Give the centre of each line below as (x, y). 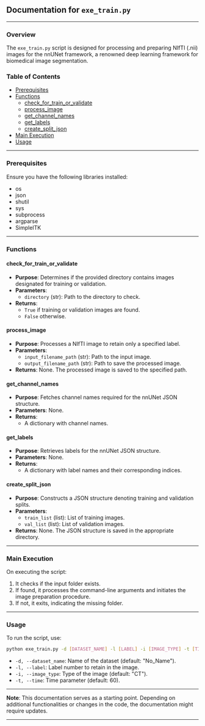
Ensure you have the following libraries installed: (67, 177)
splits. (23, 504)
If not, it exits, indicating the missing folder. (69, 603)
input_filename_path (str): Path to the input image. (88, 357)
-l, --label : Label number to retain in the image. (77, 667)
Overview (21, 34)
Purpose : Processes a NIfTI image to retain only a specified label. (98, 344)
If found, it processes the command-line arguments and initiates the (100, 590)
